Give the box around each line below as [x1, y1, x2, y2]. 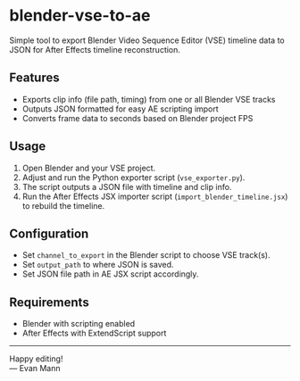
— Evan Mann [9, 363, 61, 374]
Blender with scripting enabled [21, 319, 136, 329]
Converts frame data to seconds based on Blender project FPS [21, 112, 254, 123]
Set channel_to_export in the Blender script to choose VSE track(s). [21, 250, 271, 261]
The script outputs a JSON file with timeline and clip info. [21, 181, 232, 192]
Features [9, 70, 60, 86]
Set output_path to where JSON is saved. [21, 260, 174, 270]
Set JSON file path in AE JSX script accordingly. [21, 269, 199, 279]
